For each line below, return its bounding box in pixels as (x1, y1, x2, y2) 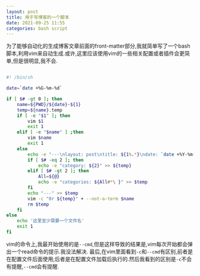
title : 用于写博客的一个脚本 (6, 14, 70, 20)
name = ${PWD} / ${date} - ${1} (17, 101, 82, 107)
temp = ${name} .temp (17, 107, 62, 113)
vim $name (27, 135, 52, 141)
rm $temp (27, 201, 49, 207)
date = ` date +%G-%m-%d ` (6, 85, 62, 91)
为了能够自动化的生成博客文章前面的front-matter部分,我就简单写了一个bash (6, 42, 190, 49)
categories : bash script (6, 25, 68, 32)
